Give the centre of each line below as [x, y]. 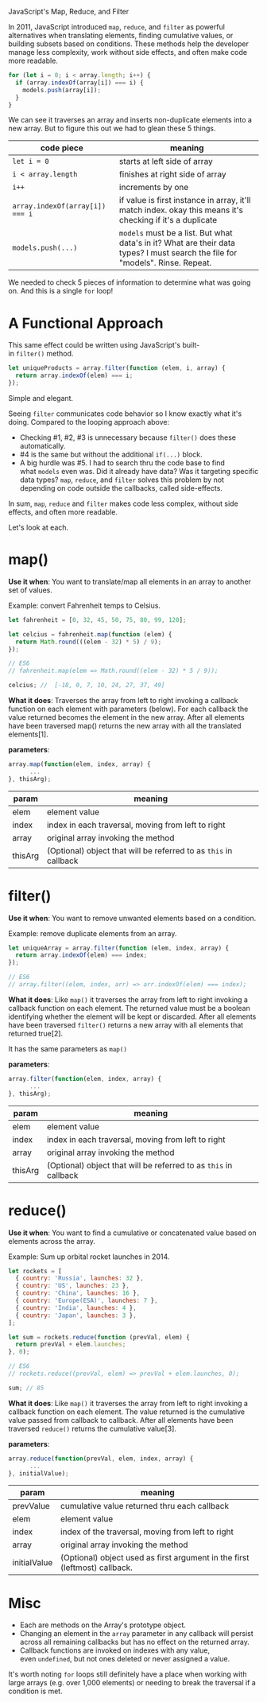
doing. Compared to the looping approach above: [89, 422]
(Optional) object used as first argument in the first [155, 1558]
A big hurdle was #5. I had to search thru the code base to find [122, 462]
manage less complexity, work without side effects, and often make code [128, 52]
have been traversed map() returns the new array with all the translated [125, 726]
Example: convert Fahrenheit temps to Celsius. [85, 605]
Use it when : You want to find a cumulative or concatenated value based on [132, 1233]
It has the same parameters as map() [68, 1048]
